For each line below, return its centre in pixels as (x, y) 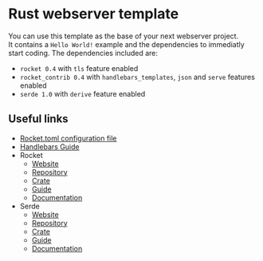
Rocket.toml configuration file (68, 138)
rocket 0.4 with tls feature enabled (79, 68)
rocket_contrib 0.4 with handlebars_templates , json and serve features (137, 77)
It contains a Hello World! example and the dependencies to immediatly (126, 44)
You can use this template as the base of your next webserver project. (124, 36)
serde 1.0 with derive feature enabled (82, 93)
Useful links (39, 119)
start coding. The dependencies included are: (83, 53)
